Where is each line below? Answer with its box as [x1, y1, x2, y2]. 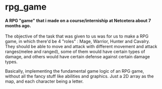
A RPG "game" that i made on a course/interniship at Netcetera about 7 [5, 17, 151, 23]
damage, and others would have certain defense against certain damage [5, 54, 150, 60]
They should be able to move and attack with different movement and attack [5, 44, 158, 50]
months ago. [5, 23, 32, 28]
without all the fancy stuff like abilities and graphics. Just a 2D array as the [5, 74, 154, 79]
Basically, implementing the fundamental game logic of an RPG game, [5, 68, 145, 74]
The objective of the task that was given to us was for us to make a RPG [5, 33, 149, 39]
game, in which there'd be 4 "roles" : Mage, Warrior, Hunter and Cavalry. [5, 38, 150, 44]
